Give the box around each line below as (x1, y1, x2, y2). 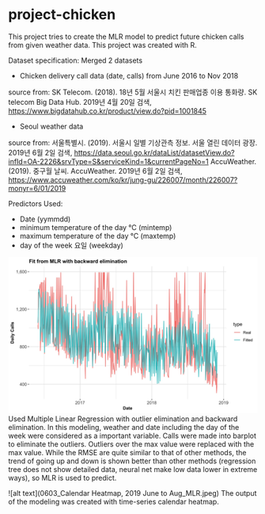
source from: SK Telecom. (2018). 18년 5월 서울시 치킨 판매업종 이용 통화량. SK (8, 87, 258, 97)
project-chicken (8, 6, 116, 24)
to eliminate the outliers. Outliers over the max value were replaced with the (8, 439, 255, 449)
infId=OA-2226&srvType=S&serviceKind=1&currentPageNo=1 (8, 156, 209, 166)
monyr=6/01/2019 (8, 183, 66, 193)
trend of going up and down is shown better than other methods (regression (8, 456, 256, 466)
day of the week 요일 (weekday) (19, 240, 124, 250)
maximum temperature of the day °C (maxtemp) (19, 231, 176, 240)
